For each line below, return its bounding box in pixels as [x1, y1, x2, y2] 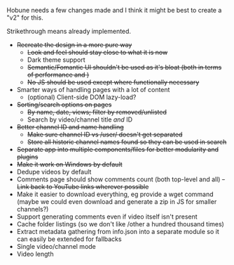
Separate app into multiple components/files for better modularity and [16, 146, 219, 153]
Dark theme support [27, 56, 85, 64]
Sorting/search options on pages [16, 101, 112, 108]
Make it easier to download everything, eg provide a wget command [16, 190, 214, 198]
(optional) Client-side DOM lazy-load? [27, 93, 137, 101]
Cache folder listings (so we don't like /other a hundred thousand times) [16, 220, 225, 228]
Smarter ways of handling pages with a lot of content [16, 86, 170, 93]
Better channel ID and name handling [16, 123, 124, 131]
